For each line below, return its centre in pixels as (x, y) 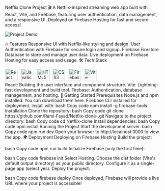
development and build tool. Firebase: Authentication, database (78, 90)
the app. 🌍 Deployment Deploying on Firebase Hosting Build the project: (79, 137)
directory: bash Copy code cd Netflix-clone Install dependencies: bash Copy (82, 121)
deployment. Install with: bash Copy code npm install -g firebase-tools (76, 106)
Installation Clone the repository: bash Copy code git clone (65, 111)
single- (147, 163)
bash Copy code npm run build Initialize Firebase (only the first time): (75, 149)
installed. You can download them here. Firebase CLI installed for (71, 100)
